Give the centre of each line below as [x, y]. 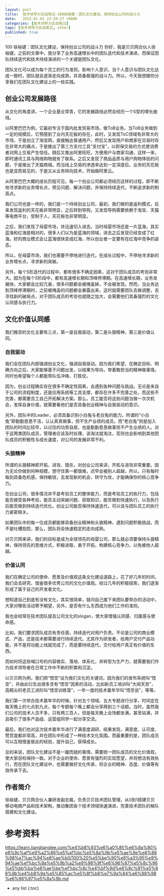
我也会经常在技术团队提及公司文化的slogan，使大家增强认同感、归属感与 [78, 616]
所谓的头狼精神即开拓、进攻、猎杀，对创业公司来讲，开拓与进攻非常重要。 [80, 465]
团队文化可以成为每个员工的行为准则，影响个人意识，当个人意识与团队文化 [80, 70]
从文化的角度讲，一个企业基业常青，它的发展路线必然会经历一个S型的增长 [79, 111]
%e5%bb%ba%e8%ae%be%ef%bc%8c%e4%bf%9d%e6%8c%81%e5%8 [82, 868]
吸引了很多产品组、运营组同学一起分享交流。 [54, 719]
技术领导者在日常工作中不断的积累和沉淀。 [52, 667]
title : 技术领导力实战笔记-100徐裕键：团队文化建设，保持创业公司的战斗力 [73, 14]
